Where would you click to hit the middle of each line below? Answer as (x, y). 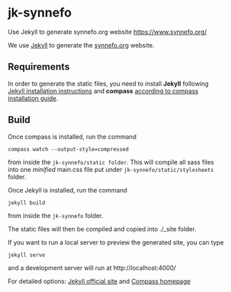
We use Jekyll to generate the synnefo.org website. (81, 45)
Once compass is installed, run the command (72, 137)
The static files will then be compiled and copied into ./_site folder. (102, 228)
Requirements (39, 67)
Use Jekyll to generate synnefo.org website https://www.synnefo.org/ (107, 32)
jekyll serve (27, 255)
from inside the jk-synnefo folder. (56, 215)
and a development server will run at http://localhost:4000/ (92, 268)
